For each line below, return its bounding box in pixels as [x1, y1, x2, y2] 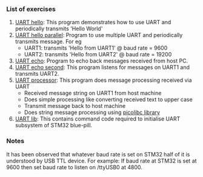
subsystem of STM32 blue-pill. [15, 122, 93, 129]
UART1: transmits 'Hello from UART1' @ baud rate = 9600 [24, 44, 168, 52]
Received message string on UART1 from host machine [24, 90, 162, 97]
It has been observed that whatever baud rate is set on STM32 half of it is [6, 150, 190, 158]
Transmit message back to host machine [24, 102, 126, 110]
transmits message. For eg [15, 38, 82, 45]
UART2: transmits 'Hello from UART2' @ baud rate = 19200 [24, 51, 172, 58]
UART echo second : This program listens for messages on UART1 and [15, 64, 190, 71]
